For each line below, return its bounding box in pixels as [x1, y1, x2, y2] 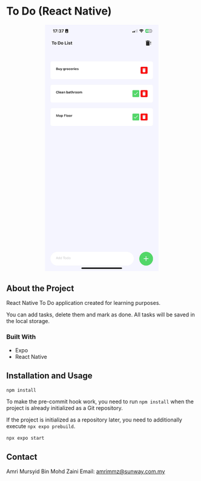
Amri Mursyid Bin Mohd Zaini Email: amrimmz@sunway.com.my [6, 468, 165, 475]
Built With [6, 333, 36, 341]
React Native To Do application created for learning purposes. [6, 299, 161, 307]
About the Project [6, 283, 74, 293]
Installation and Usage [6, 370, 93, 381]
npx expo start [6, 435, 45, 442]
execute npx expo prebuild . [6, 423, 76, 430]
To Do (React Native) [6, 4, 112, 18]
